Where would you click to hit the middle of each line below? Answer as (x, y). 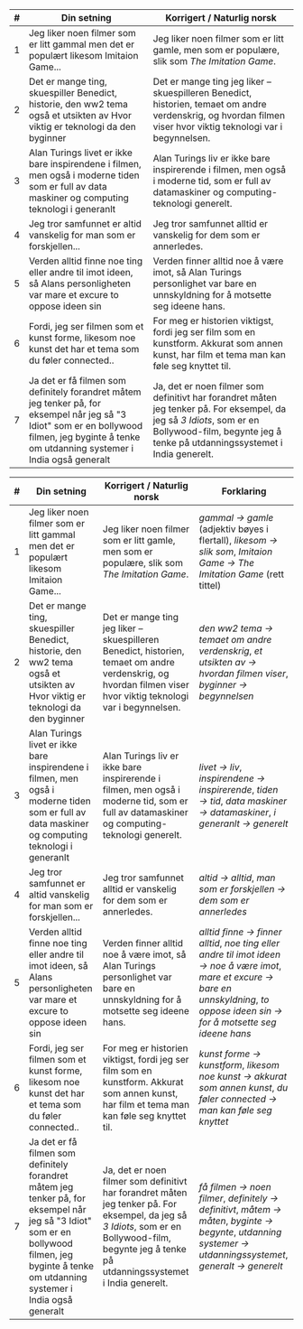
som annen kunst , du (243, 1087)
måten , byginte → (236, 1221)
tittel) (210, 586)
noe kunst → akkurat (243, 1076)
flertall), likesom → (238, 540)
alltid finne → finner (240, 932)
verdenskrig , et (231, 651)
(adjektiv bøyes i (234, 529)
